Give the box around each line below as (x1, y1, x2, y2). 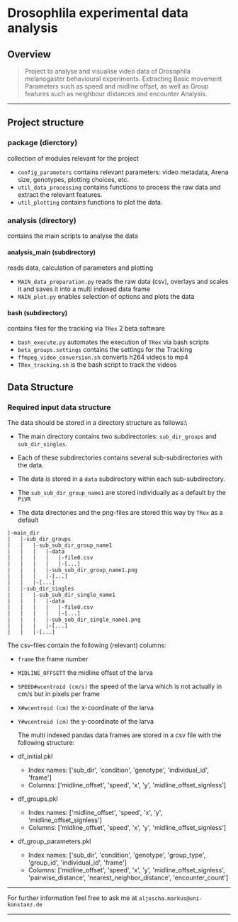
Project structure (7, 117, 84, 129)
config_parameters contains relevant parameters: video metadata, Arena (17, 168, 229, 176)
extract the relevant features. (17, 190, 103, 199)
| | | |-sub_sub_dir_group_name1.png (7, 567, 138, 574)
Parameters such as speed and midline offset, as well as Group (24, 82, 209, 90)
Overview (7, 48, 52, 60)
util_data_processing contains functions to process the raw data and (17, 183, 221, 191)
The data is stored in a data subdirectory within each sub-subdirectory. (17, 474, 225, 483)
